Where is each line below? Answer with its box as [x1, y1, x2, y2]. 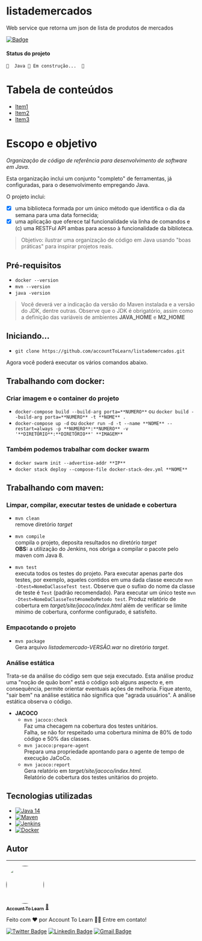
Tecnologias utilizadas [6, 791, 93, 801]
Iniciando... [6, 331, 50, 341]
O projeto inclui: [6, 193, 46, 200]
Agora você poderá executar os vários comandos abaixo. [6, 359, 148, 366]
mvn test [14, 565, 37, 571]
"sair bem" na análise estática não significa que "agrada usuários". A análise [6, 691, 196, 699]
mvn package [14, 638, 45, 644]
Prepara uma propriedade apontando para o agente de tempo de [23, 748, 185, 755]
